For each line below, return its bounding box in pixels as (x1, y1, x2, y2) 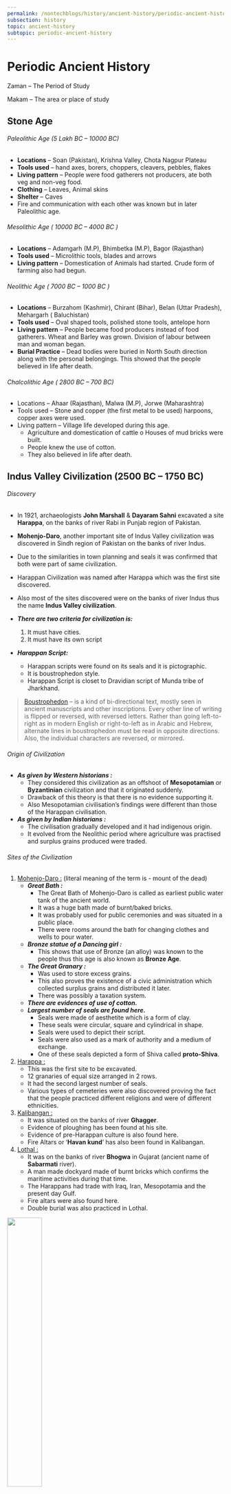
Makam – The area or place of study (7, 95, 110, 103)
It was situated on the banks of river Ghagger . (27, 1116, 159, 1124)
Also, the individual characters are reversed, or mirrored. (23, 734, 184, 742)
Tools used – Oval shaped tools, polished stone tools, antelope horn (16, 318, 210, 326)
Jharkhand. (27, 684, 60, 692)
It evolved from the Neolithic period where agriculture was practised (27, 830, 221, 838)
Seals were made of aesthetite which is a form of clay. (37, 1013, 191, 1022)
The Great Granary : (27, 962, 87, 970)
